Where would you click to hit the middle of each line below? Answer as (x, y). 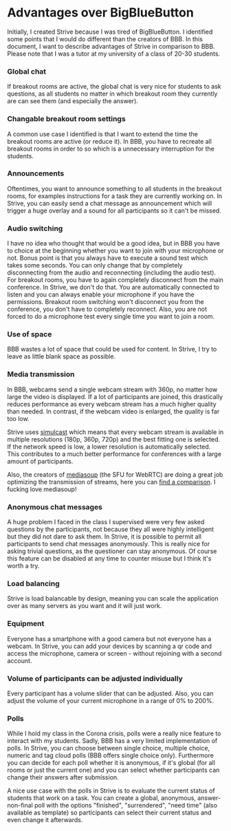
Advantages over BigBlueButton (100, 13)
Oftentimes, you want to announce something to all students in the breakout (114, 188)
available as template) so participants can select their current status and (109, 812)
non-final (20, 806)
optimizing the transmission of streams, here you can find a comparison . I (111, 482)
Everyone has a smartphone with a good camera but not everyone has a (109, 638)
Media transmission (41, 374)
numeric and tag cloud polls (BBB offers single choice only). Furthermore (111, 755)
